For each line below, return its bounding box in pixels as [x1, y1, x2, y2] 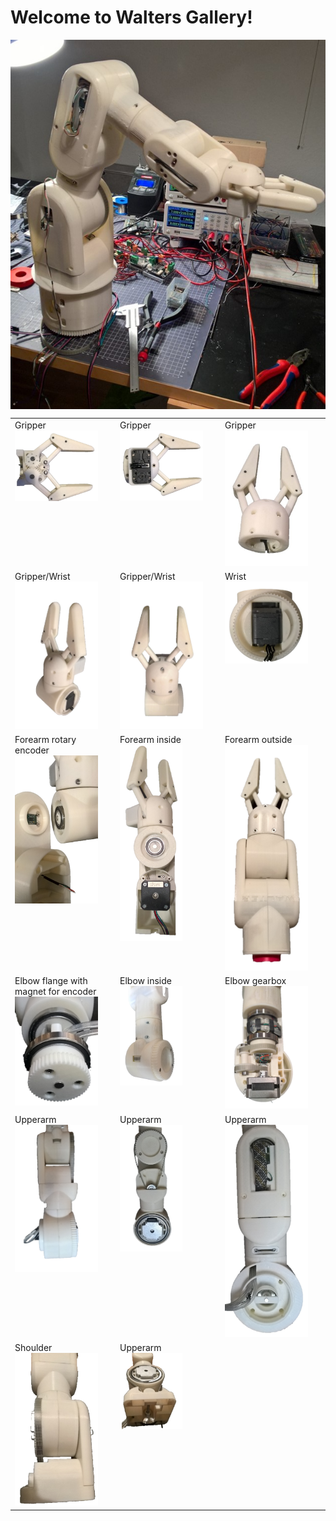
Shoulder [14, 1342, 53, 1354]
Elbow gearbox [224, 975, 287, 987]
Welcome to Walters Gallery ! [10, 6, 253, 29]
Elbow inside [119, 975, 172, 987]
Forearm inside [119, 734, 182, 746]
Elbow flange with [14, 975, 88, 987]
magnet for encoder [14, 986, 97, 998]
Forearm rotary [14, 734, 77, 746]
